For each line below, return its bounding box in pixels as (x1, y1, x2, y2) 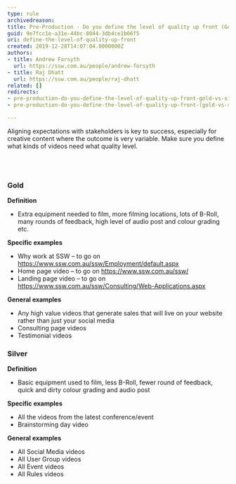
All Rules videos (17, 470, 65, 478)
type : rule (7, 10, 39, 18)
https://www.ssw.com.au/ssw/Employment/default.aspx (17, 260, 179, 268)
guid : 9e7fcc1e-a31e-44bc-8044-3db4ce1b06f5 (7, 29, 140, 37)
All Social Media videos (17, 448, 86, 456)
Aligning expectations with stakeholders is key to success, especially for (7, 127, 217, 135)
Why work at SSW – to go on (17, 252, 100, 260)
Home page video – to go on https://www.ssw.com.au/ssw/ (17, 267, 189, 276)
